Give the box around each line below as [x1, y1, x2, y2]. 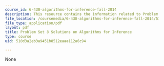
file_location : [5, 16, 36, 21]
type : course [5, 34, 32, 39]
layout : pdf [5, 25, 29, 30]
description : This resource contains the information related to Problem [5, 12, 159, 16]
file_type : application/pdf [5, 20, 62, 26]
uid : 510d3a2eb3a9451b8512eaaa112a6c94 [5, 39, 86, 44]
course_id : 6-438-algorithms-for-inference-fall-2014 [5, 7, 117, 12]
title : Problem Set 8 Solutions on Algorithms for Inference [5, 30, 132, 34]
